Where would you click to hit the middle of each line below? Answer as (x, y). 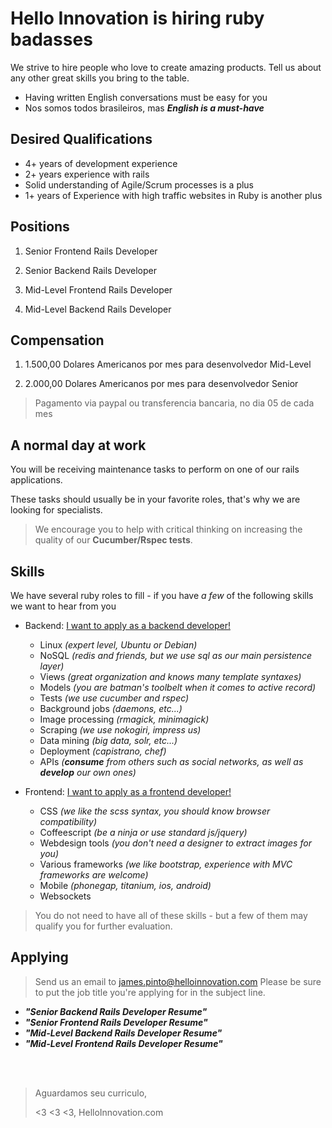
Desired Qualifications (81, 139)
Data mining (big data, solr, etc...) (108, 740)
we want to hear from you (63, 606)
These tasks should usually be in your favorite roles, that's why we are (155, 499)
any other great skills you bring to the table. (100, 78)
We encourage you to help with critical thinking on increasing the (168, 529)
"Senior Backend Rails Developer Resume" (116, 1011)
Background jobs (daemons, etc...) (111, 708)
